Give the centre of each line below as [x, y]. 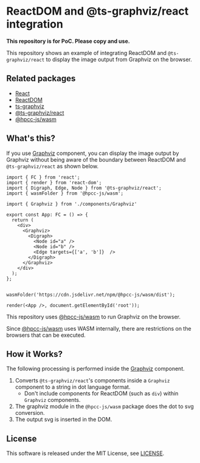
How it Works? [34, 354]
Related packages [41, 78]
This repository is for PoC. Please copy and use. [68, 41]
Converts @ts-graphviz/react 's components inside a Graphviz [92, 381]
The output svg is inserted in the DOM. [64, 420]
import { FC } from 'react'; [43, 177]
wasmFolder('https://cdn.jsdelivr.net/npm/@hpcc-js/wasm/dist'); [91, 295]
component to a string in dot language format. [73, 387]
